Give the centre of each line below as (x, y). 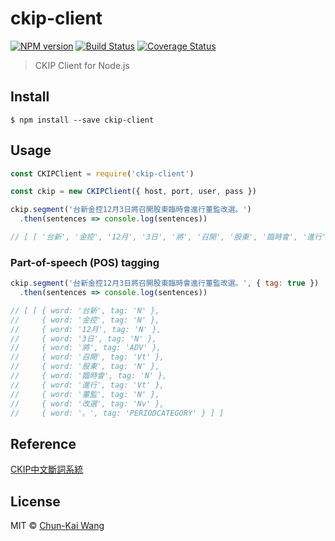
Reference (43, 443)
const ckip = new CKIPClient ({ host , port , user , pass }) (133, 192)
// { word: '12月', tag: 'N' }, (86, 329)
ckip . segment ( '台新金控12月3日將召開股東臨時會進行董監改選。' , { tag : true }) (165, 283)
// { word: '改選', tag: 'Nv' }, (87, 403)
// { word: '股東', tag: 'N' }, (85, 367)
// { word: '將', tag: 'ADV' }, (86, 348)
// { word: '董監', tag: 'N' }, (85, 394)
